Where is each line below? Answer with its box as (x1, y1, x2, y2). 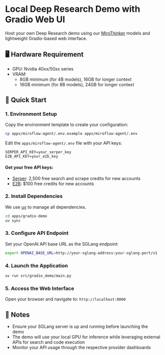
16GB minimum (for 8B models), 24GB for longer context (19, 81, 134, 87)
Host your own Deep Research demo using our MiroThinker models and (5, 30, 150, 36)
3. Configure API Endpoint (5, 230, 69, 237)
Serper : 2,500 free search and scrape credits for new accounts (12, 175, 141, 181)
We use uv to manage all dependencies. (5, 204, 87, 210)
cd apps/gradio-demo (5, 213, 48, 219)
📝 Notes (5, 310, 30, 319)
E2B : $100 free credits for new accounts (12, 181, 95, 187)
